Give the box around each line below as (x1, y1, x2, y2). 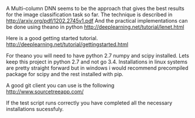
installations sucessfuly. (6, 106, 64, 112)
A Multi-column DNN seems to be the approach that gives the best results (6, 5, 184, 12)
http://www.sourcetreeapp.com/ (6, 88, 84, 95)
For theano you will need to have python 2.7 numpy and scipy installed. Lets (6, 52, 189, 59)
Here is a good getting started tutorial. (6, 35, 98, 41)
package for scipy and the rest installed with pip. (6, 71, 124, 77)
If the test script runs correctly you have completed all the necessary (6, 99, 173, 106)
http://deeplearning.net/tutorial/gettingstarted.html (6, 41, 129, 48)
